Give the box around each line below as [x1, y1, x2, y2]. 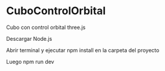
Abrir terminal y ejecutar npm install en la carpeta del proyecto [6, 46, 160, 54]
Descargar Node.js [6, 35, 52, 42]
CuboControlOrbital [6, 4, 106, 18]
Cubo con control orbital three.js [6, 24, 86, 31]
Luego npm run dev [6, 58, 55, 65]
